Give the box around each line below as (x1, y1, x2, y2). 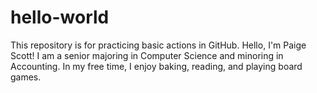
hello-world (10, 6, 110, 29)
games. (10, 71, 42, 83)
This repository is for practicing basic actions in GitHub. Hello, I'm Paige (10, 39, 307, 51)
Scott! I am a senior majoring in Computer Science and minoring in (10, 49, 284, 61)
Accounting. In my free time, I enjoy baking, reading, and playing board (10, 60, 303, 72)
